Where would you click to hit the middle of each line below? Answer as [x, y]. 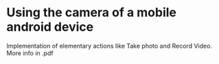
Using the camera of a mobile [91, 13]
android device [50, 27]
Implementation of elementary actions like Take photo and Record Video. [109, 46]
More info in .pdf [30, 53]
